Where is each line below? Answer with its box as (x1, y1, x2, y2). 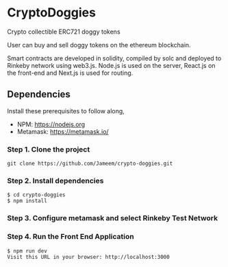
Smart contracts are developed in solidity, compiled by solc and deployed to (7, 54, 222, 62)
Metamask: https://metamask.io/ (16, 127, 109, 135)
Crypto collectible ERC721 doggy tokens (7, 27, 121, 36)
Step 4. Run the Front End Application (7, 232, 135, 242)
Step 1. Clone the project (7, 144, 90, 154)
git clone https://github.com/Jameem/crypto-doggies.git (7, 160, 173, 167)
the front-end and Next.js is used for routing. (7, 69, 134, 77)
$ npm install (7, 198, 48, 205)
